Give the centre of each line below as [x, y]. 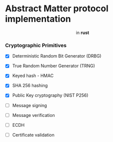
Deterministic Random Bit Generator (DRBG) [57, 56]
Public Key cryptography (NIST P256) [50, 95]
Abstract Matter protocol [57, 9]
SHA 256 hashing [30, 85]
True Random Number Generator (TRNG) [54, 66]
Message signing [29, 105]
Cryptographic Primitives [36, 45]
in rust [83, 32]
